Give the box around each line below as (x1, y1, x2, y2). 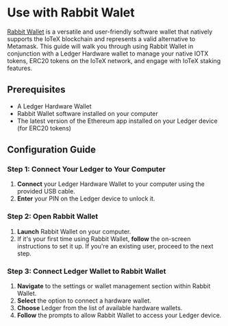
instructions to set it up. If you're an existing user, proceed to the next (16, 242, 214, 250)
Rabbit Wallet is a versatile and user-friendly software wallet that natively (7, 27, 213, 36)
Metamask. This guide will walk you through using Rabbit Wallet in (7, 42, 194, 50)
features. (7, 64, 33, 72)
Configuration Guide (7, 144, 97, 156)
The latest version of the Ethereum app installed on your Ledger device (16, 117, 218, 125)
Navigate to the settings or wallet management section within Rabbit (16, 282, 211, 290)
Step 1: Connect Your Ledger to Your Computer (7, 165, 166, 174)
